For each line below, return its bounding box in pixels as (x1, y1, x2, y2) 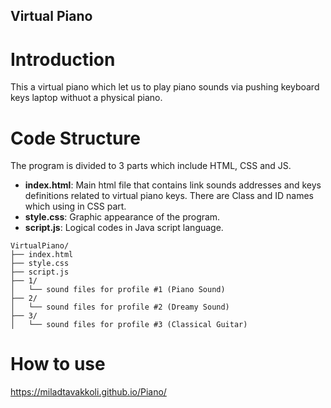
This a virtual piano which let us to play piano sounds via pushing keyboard (10, 81, 320, 93)
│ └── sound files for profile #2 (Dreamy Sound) (10, 302, 230, 313)
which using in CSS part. (24, 200, 127, 213)
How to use (10, 353, 106, 376)
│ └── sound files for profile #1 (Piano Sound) (10, 285, 226, 295)
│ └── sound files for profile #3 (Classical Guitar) (10, 320, 248, 330)
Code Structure (10, 127, 141, 149)
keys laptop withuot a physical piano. (10, 92, 163, 104)
